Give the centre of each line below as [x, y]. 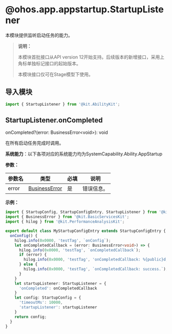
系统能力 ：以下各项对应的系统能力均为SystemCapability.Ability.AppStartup [84, 154]
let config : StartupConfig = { [48, 298]
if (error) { [33, 255]
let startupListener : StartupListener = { [60, 283]
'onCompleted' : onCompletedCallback [58, 288]
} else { [28, 264]
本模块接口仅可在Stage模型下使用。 [56, 74]
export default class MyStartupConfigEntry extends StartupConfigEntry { [86, 231]
